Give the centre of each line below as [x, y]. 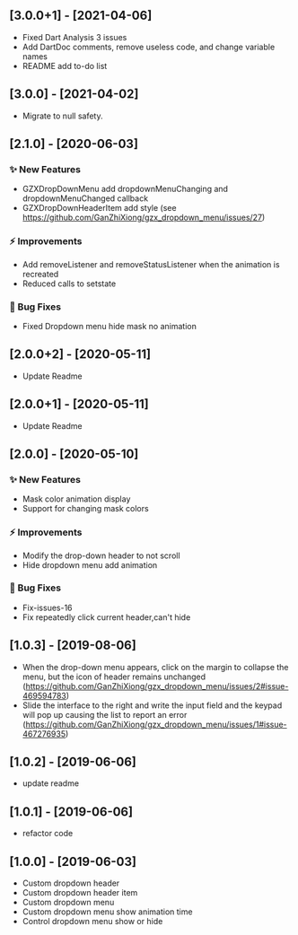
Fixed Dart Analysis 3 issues [74, 37]
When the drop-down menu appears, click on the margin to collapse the [155, 667]
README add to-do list [65, 66]
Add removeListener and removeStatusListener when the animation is [151, 264]
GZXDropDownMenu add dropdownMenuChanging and [125, 189]
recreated [40, 274]
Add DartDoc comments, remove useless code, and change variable [149, 47]
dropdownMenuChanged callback [85, 198]
